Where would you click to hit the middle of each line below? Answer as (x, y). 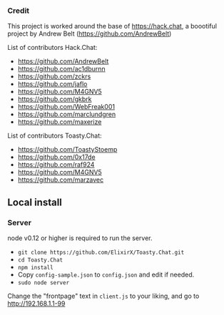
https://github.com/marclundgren (67, 114)
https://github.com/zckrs (54, 76)
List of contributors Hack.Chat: (52, 48)
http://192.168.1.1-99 (36, 303)
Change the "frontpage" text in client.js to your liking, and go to (103, 296)
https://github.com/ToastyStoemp (67, 150)
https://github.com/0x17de (56, 157)
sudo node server (44, 283)
